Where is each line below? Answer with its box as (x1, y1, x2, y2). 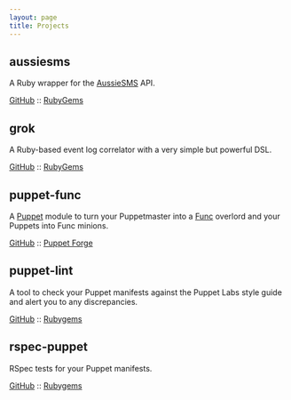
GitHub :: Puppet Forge (9, 237, 93, 248)
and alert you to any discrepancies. (9, 296, 138, 307)
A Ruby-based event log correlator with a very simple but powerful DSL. (9, 144, 272, 156)
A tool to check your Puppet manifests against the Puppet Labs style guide (9, 286, 282, 298)
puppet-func (9, 188, 82, 203)
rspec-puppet (9, 340, 89, 355)
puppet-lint (9, 263, 74, 278)
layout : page (9, 12, 58, 22)
